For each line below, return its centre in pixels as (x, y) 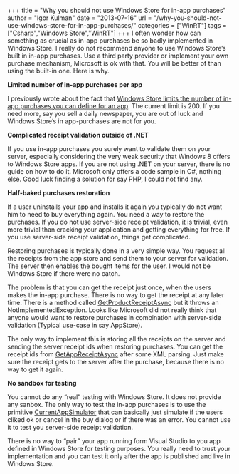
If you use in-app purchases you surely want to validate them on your (109, 149)
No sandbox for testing (42, 383)
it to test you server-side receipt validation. (70, 427)
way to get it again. (35, 369)
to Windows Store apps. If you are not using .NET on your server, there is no (119, 164)
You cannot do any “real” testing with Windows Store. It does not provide (115, 397)
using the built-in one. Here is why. (59, 71)
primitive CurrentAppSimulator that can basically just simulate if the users (115, 412)
